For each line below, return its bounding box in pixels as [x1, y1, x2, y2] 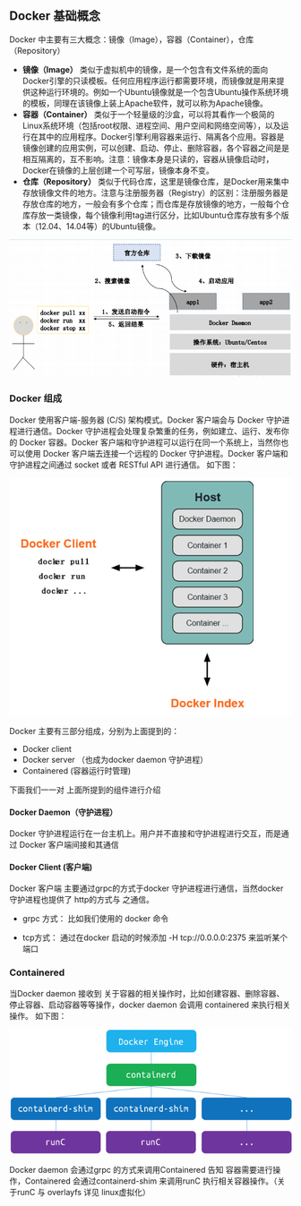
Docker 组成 [9, 392, 63, 405]
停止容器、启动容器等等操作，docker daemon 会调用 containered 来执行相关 [9, 999, 291, 1010]
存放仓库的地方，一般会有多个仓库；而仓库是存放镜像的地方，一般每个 [21, 198, 282, 209]
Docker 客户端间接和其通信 [19, 840, 119, 851]
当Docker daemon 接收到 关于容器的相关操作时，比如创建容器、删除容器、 [9, 988, 285, 998]
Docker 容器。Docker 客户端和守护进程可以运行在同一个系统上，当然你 [19, 437, 281, 448]
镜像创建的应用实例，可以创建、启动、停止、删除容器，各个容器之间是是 [21, 142, 289, 153]
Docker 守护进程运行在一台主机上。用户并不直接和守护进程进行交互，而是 [9, 828, 282, 839]
